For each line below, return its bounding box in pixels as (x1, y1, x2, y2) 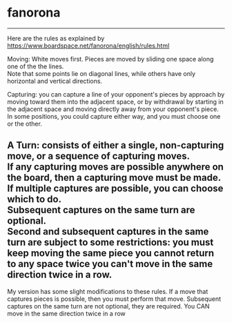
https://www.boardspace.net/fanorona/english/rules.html (7, 41, 170, 50)
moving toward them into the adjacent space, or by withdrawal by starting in (7, 97, 224, 106)
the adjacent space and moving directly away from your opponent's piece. (7, 105, 219, 113)
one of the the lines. (7, 62, 64, 70)
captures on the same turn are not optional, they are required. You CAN (7, 302, 210, 310)
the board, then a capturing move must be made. (7, 172, 222, 184)
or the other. (7, 119, 43, 128)
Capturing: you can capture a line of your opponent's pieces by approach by (7, 90, 225, 98)
